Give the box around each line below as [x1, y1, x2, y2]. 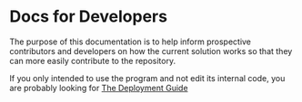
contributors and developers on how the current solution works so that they [9, 45, 293, 56]
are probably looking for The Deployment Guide [9, 82, 188, 93]
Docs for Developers [9, 6, 168, 27]
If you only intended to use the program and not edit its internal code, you [9, 72, 286, 83]
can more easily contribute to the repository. [9, 55, 176, 66]
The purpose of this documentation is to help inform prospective [9, 36, 252, 47]
